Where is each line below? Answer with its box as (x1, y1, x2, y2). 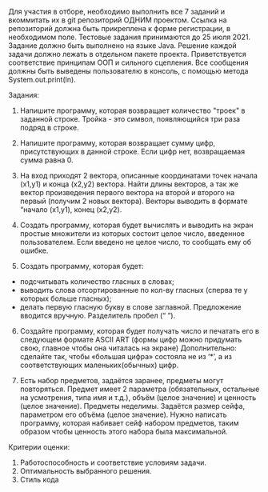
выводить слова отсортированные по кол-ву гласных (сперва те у (19, 286, 248, 294)
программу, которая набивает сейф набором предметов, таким (19, 418, 239, 427)
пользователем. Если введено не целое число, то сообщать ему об (19, 238, 252, 246)
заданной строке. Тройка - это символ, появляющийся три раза (19, 114, 241, 123)
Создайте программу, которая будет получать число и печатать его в (19, 326, 260, 335)
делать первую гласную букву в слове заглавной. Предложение (19, 302, 242, 311)
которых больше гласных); (19, 294, 112, 303)
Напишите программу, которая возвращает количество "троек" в (19, 106, 246, 115)
